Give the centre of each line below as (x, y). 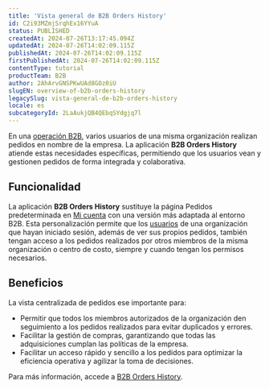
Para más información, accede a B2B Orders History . (96, 376)
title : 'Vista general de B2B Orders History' (88, 16)
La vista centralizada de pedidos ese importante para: (98, 302)
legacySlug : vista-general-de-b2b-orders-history (93, 98)
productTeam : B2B (37, 76)
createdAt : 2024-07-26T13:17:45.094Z (71, 38)
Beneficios (36, 283)
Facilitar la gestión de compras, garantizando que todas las (118, 335)
